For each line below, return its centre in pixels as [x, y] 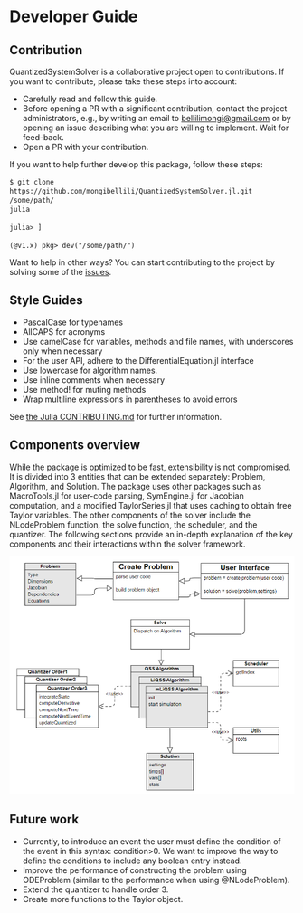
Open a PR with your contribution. [85, 147]
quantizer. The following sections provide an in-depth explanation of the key [151, 534]
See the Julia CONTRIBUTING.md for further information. [116, 416]
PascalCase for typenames [73, 322]
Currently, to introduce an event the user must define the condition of [152, 841]
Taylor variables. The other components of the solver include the [130, 515]
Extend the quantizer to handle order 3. [95, 889]
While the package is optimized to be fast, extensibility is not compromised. [150, 467]
